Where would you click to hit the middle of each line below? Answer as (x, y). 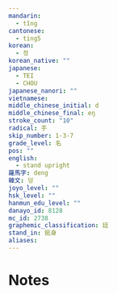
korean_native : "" (39, 61)
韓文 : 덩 (21, 181)
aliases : (23, 241)
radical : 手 (28, 128)
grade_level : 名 (35, 143)
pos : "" (21, 151)
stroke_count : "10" (41, 121)
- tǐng (27, 23)
